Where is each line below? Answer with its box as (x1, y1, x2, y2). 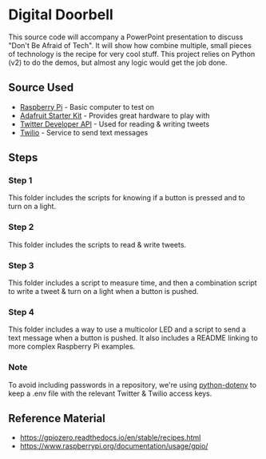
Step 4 (8, 306, 34, 317)
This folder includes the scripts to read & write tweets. (8, 240, 186, 249)
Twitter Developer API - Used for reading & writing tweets (19, 119, 210, 129)
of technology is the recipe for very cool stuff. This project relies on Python (8, 49, 256, 58)
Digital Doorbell (8, 6, 113, 24)
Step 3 (8, 260, 34, 271)
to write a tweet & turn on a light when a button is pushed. (8, 287, 199, 296)
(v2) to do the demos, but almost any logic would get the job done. (8, 58, 228, 67)
